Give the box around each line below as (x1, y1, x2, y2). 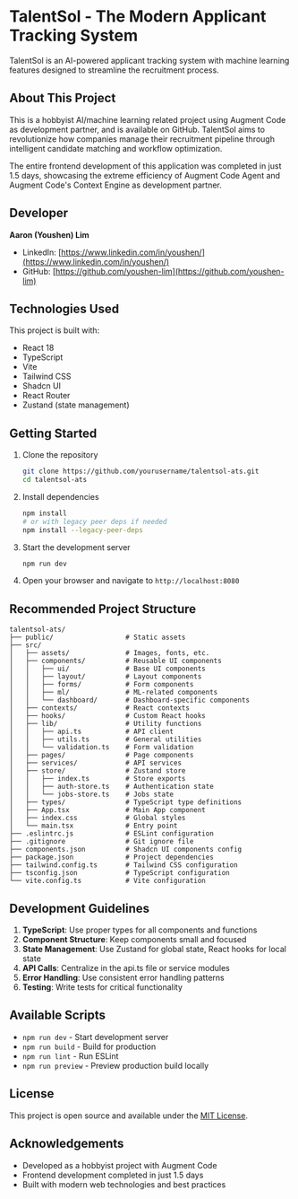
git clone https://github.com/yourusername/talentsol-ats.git (21, 467, 260, 477)
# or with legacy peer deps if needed (21, 517, 167, 526)
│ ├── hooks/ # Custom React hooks (9, 712, 206, 721)
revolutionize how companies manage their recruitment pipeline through (9, 133, 276, 144)
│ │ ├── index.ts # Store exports (9, 775, 186, 783)
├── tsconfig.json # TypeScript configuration (9, 869, 230, 878)
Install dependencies (21, 491, 100, 502)
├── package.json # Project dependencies (9, 853, 215, 862)
